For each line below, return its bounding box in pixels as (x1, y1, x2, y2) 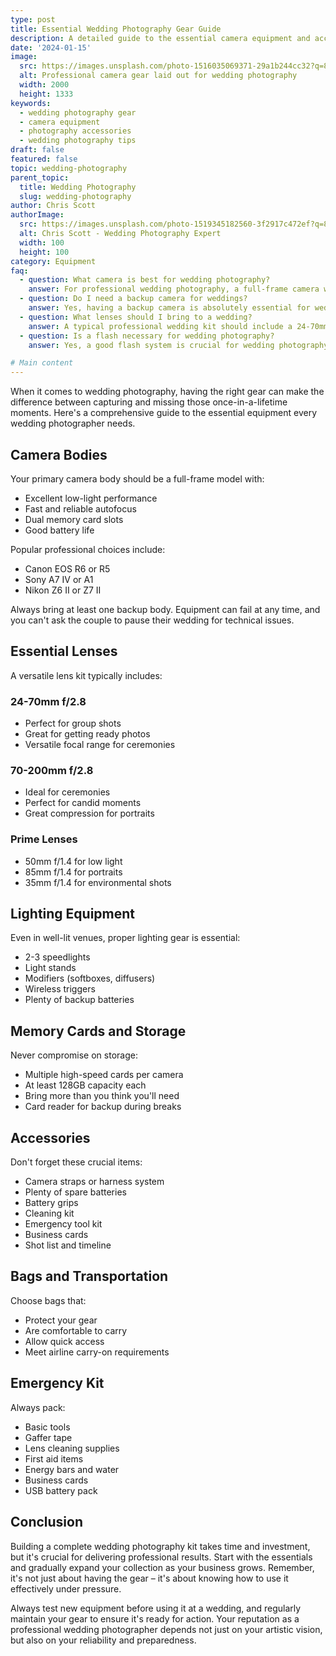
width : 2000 (19, 80, 70, 90)
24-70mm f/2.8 (10, 694, 87, 708)
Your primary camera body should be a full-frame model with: (10, 472, 265, 485)
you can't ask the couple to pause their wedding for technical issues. (10, 614, 295, 626)
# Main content (10, 358, 74, 368)
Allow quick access (24, 1335, 105, 1347)
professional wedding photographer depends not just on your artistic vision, (10, 1623, 323, 1635)
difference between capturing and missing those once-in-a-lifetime (10, 396, 288, 408)
